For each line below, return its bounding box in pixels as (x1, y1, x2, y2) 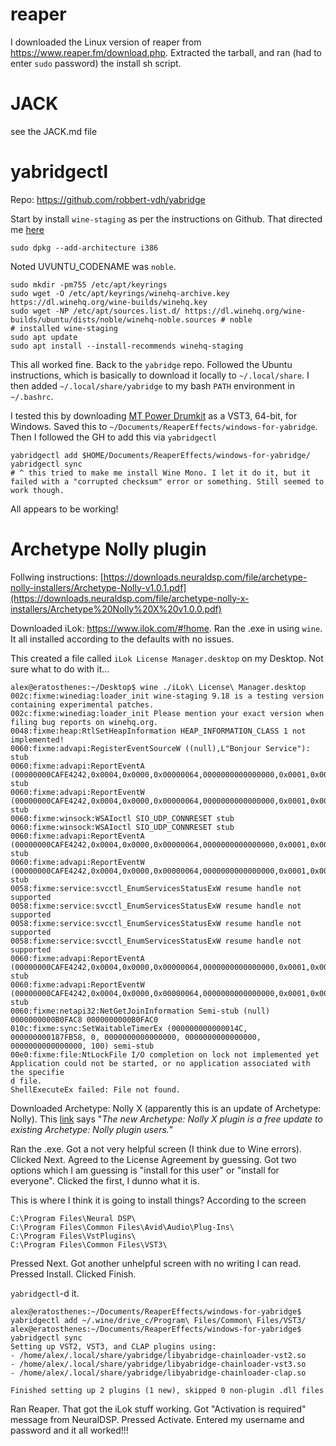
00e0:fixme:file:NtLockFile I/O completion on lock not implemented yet (10, 1049, 320, 1060)
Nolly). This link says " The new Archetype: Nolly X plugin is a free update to (10, 1113, 323, 1125)
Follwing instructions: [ (10, 571, 104, 583)
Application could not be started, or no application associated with (10, 1058, 311, 1068)
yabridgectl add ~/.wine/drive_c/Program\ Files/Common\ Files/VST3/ (10, 1315, 307, 1325)
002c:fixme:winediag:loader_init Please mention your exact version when (10, 708, 325, 718)
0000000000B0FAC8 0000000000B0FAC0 (10, 1014, 159, 1025)
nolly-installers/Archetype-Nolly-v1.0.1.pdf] (10, 581, 187, 593)
